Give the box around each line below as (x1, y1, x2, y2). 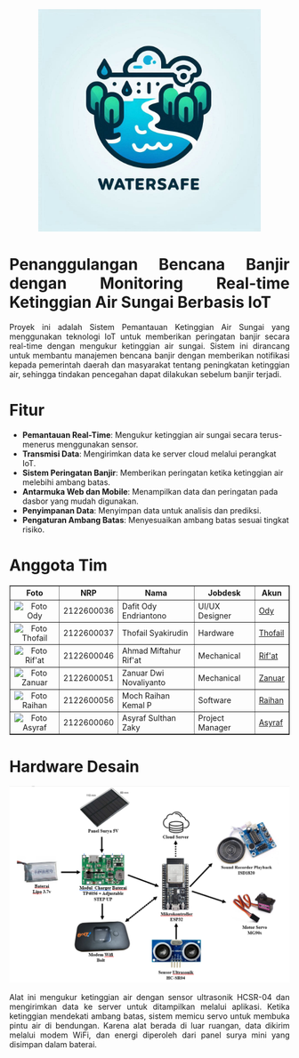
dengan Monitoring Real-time (9, 273, 290, 294)
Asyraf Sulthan (121, 712, 176, 723)
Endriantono (121, 610, 167, 621)
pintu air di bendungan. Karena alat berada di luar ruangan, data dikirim (9, 1021, 290, 1031)
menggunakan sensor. (56, 439, 139, 449)
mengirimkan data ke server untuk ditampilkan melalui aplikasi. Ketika (9, 1001, 290, 1013)
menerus (21, 439, 55, 449)
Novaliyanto (121, 677, 166, 688)
